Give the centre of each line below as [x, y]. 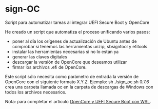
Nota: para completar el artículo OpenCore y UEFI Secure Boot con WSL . [78, 101]
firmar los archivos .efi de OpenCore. [49, 67]
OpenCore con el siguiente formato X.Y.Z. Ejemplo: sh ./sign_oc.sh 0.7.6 [77, 82]
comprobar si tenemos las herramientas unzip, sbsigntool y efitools [80, 46]
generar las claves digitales [39, 56]
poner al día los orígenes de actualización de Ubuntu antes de [74, 41]
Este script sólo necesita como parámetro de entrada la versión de [72, 76]
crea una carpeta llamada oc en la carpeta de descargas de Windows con [79, 87]
